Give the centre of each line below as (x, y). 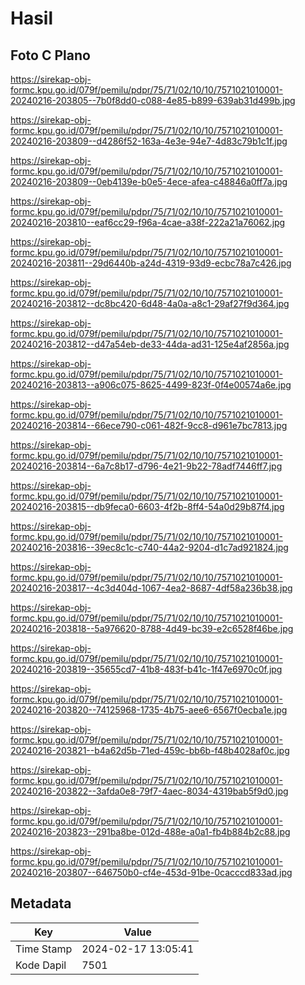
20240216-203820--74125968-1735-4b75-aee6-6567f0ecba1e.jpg (149, 710)
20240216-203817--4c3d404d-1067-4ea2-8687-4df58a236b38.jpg (151, 588)
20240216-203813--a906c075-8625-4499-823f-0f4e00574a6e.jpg (151, 385)
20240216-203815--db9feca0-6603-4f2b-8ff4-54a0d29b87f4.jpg (147, 506)
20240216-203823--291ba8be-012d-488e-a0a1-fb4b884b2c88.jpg (150, 831)
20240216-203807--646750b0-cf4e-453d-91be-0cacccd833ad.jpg (151, 872)
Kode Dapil (41, 965)
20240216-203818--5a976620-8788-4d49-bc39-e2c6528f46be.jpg (152, 628)
